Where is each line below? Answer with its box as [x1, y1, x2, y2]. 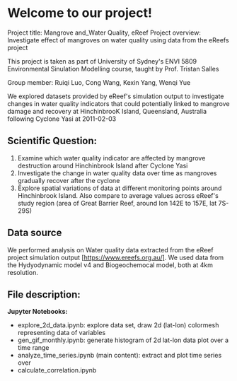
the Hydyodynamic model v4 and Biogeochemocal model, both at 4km [7, 260, 214, 269]
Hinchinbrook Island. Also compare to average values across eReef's [17, 191, 219, 199]
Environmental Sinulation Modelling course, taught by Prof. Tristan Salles [7, 64, 219, 73]
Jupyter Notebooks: [7, 307, 68, 316]
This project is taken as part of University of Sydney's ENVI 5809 [7, 57, 197, 65]
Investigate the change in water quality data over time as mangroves [17, 168, 217, 177]
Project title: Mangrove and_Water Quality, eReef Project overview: [7, 28, 202, 37]
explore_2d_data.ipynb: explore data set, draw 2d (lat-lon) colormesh [17, 321, 219, 329]
